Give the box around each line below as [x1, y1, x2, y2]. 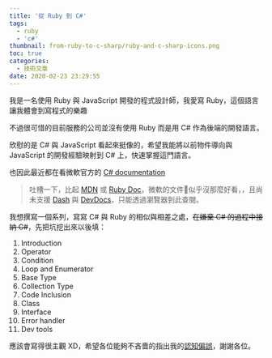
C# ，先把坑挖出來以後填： [18, 222, 107, 232]
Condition [20, 255, 54, 265]
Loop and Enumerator [20, 264, 94, 274]
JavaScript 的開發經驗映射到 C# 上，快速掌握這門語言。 [9, 150, 196, 160]
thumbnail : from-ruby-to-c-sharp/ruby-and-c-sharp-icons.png [9, 42, 220, 50]
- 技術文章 [16, 65, 49, 73]
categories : [9, 58, 49, 66]
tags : [9, 19, 28, 28]
